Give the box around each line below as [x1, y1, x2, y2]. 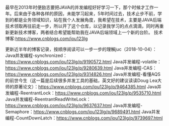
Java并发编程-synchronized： [5, 52, 67, 58]
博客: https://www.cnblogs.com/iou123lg [5, 35, 88, 41]
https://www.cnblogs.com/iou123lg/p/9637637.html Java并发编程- [5, 102, 143, 108]
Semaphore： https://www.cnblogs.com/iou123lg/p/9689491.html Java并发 [5, 109, 160, 114]
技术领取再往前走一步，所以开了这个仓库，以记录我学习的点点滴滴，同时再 [5, 23, 159, 29]
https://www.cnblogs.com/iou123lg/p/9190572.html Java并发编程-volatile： [5, 59, 162, 64]
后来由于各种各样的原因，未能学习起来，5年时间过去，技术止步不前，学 [14, 10, 162, 16]
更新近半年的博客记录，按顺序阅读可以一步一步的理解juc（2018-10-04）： [5, 46, 157, 52]
